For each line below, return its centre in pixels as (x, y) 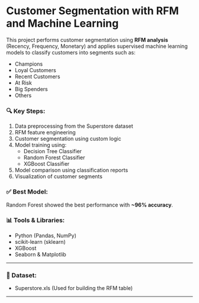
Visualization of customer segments (58, 176)
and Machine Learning (62, 23)
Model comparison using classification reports (71, 170)
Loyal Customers (35, 70)
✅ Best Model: (27, 192)
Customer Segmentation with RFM (93, 11)
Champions (29, 64)
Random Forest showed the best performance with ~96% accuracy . (90, 205)
